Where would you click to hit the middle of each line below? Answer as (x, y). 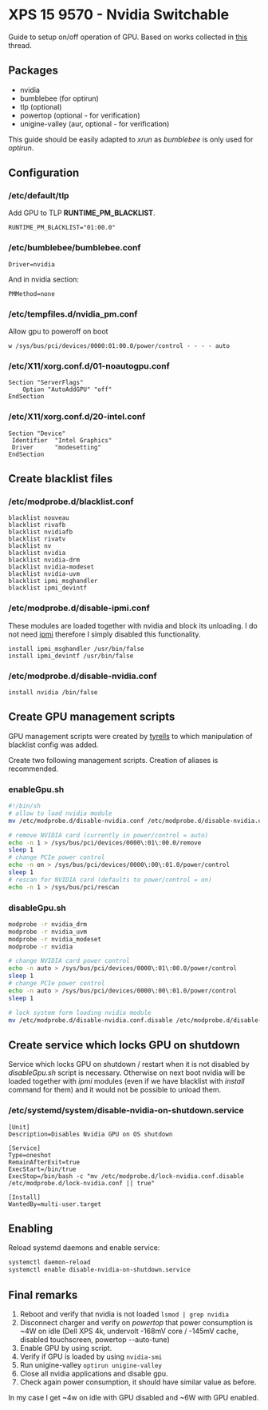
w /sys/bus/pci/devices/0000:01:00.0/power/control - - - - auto (119, 346)
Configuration (44, 173)
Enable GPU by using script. (66, 1348)
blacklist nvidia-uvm (44, 574)
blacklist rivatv (37, 539)
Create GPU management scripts (92, 717)
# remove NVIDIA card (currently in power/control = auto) (108, 835)
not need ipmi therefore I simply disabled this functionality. (104, 634)
